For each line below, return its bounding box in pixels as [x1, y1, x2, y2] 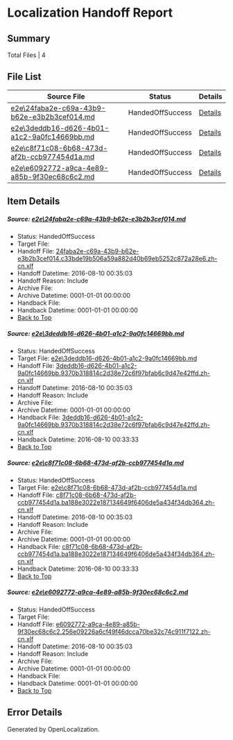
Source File [46, 92, 85, 101]
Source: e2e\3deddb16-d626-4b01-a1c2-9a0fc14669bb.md [7, 329, 184, 337]
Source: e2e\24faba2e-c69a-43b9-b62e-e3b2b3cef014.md [7, 215, 186, 223]
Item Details [7, 196, 60, 208]
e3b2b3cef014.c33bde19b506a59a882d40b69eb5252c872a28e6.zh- [17, 255, 218, 263]
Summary [7, 33, 51, 44]
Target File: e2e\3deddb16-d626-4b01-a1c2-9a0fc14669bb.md [17, 354, 198, 362]
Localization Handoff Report [7, 5, 173, 21]
